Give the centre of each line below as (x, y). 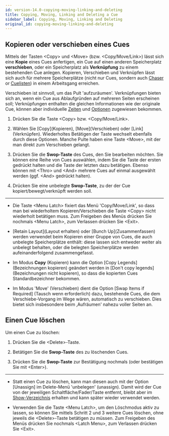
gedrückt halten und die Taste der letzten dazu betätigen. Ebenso (80, 165)
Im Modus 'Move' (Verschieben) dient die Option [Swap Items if (78, 288)
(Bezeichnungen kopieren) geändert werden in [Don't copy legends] (83, 268)
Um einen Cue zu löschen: (33, 332)
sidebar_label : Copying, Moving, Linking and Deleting (64, 19)
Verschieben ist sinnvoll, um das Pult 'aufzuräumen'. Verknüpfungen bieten (83, 93)
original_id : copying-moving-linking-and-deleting (59, 24)
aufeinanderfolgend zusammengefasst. (53, 253)
